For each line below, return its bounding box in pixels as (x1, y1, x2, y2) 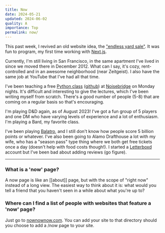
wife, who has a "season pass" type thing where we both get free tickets (5, 139, 152, 145)
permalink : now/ (5, 30, 38, 35)
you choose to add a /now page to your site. (5, 222, 95, 228)
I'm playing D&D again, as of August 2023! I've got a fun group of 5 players (5, 108, 157, 114)
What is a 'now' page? (5, 166, 59, 173)
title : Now (5, 7, 27, 12)
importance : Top (5, 26, 38, 30)
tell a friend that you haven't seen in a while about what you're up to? (5, 187, 145, 194)
